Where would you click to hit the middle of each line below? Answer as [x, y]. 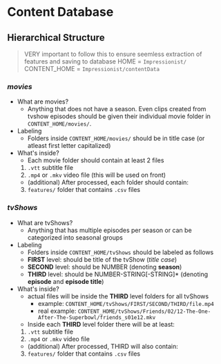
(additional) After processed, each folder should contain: [108, 182]
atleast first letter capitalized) [69, 146]
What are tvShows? [45, 222]
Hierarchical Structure [56, 38]
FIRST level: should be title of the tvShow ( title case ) [102, 259]
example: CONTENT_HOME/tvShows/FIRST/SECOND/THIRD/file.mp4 [126, 303]
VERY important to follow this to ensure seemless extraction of [113, 54]
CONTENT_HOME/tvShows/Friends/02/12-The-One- [144, 312]
